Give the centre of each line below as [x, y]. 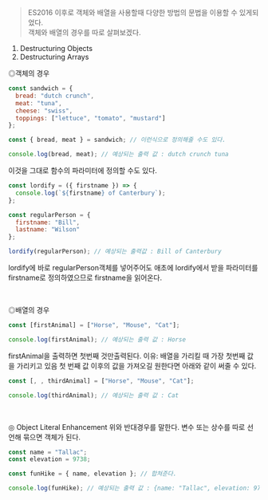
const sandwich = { [41, 89]
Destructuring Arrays [54, 57]
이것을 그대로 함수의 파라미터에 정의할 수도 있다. [83, 170]
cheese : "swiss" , [44, 111]
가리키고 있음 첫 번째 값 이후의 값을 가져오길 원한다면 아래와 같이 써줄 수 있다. [136, 365]
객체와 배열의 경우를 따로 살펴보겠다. [84, 32]
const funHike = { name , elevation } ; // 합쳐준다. [93, 474]
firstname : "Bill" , [48, 222]
